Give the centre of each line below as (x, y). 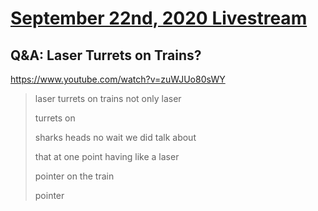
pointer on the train (74, 176)
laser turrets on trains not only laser (108, 98)
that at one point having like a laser (107, 156)
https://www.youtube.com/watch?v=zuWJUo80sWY (118, 79)
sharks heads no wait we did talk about (115, 137)
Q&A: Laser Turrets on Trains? (106, 55)
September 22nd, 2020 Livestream (159, 18)
